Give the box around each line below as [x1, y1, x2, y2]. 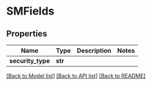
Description [77, 47, 111, 55]
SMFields [6, 4, 55, 18]
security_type [9, 56, 50, 65]
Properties [6, 29, 47, 39]
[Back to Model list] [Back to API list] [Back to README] [6, 72, 146, 80]
